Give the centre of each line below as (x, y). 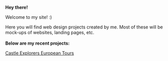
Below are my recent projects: (38, 43)
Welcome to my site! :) (29, 17)
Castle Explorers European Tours (40, 53)
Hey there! (16, 7)
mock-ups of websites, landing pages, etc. (50, 32)
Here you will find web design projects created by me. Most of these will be (84, 27)
